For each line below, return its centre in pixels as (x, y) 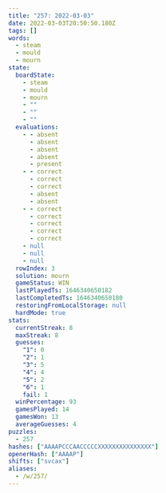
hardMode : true (41, 312)
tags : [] (23, 30)
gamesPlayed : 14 (42, 410)
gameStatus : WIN (42, 283)
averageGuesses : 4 (46, 424)
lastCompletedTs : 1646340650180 (69, 298)
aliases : (23, 469)
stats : (19, 320)
